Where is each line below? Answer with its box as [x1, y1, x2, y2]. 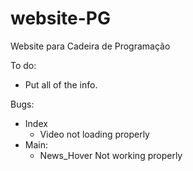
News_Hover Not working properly [39, 149, 183, 161]
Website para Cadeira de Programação [10, 40, 171, 52]
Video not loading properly [39, 128, 150, 140]
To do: [10, 59, 37, 71]
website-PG [10, 7, 111, 30]
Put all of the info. [24, 78, 98, 91]
